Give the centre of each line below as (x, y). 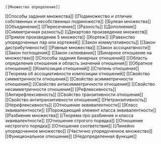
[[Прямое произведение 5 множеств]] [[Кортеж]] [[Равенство (70, 37)
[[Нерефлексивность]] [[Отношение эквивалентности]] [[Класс (72, 105)
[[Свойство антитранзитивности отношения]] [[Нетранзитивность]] (76, 100)
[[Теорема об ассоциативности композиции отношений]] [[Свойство (78, 73)
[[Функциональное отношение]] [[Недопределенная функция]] (71, 136)
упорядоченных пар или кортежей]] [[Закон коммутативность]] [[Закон (80, 42)
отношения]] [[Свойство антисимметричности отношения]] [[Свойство (80, 84)
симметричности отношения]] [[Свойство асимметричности (69, 79)
